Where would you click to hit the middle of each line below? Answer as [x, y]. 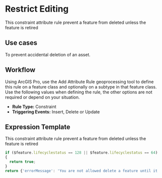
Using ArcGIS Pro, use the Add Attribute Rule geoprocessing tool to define [80, 82]
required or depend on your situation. [43, 97]
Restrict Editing [37, 9]
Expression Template [38, 127]
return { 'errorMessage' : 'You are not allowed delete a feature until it [81, 171]
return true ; [23, 162]
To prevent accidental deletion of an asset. [48, 54]
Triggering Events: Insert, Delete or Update [56, 112]
